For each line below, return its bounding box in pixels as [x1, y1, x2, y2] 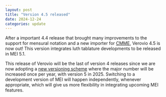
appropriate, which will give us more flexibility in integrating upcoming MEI [5, 82, 158, 88]
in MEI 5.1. [5, 51, 26, 57]
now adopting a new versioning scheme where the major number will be [5, 66, 154, 72]
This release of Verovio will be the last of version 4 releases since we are [5, 60, 156, 66]
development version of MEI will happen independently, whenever [5, 76, 141, 82]
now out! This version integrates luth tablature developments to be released [5, 45, 161, 51]
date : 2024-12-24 [5, 16, 41, 21]
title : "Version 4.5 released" [5, 12, 70, 17]
